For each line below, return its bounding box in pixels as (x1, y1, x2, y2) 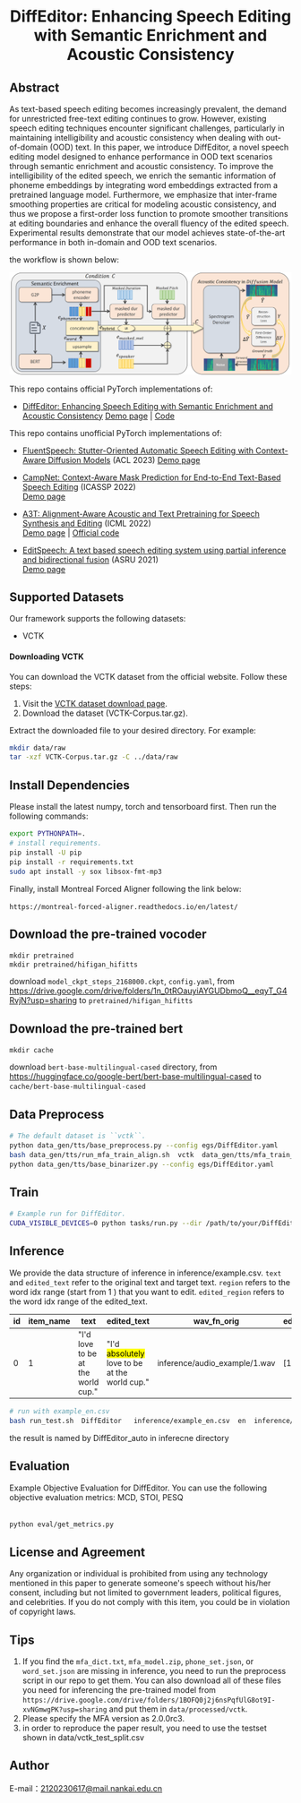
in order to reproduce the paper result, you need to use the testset (21, 1722, 267, 1734)
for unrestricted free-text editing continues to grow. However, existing (9, 114, 267, 124)
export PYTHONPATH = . (9, 829, 87, 838)
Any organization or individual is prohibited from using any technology (9, 1568, 269, 1579)
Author (9, 1758, 49, 1773)
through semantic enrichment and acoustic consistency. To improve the (9, 161, 274, 171)
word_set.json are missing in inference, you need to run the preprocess (21, 1666, 287, 1677)
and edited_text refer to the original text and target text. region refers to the (9, 1276, 291, 1287)
